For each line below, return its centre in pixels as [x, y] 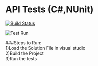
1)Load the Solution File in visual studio [45, 48]
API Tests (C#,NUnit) [50, 9]
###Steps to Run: [23, 43]
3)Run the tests [21, 58]
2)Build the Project [24, 53]
